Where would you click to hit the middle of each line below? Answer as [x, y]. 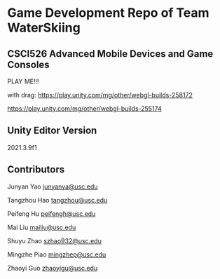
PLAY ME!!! [23, 81]
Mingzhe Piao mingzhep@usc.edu [57, 254]
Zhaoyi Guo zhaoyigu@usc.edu [53, 268]
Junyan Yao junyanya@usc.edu [53, 186]
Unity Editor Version [52, 131]
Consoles [29, 64]
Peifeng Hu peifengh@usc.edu [51, 213]
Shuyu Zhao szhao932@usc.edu [54, 240]
